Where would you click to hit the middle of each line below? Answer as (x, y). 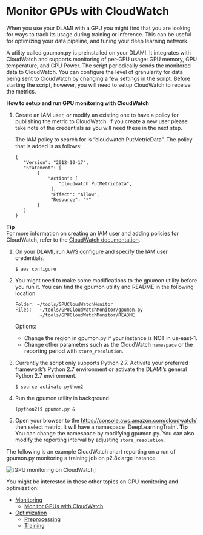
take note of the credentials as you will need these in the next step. (99, 128)
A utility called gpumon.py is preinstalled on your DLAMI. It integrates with (98, 52)
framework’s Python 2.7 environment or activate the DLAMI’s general (101, 369)
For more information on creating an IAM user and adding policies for (92, 233)
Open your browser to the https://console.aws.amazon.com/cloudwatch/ (106, 420)
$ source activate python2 (49, 387)
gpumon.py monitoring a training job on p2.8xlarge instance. (82, 458)
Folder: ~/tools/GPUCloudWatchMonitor (64, 304)
